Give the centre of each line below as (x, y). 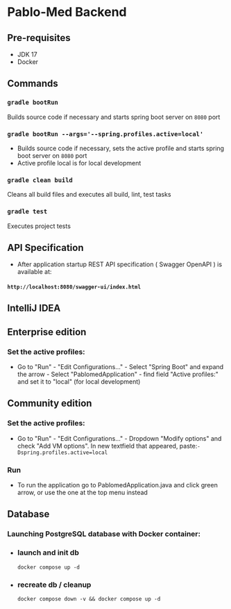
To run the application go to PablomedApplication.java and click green (118, 485)
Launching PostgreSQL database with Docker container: (104, 534)
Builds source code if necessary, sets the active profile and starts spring (120, 148)
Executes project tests (39, 226)
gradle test (27, 212)
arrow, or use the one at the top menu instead (82, 493)
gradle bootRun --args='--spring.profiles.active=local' (105, 134)
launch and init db (48, 553)
